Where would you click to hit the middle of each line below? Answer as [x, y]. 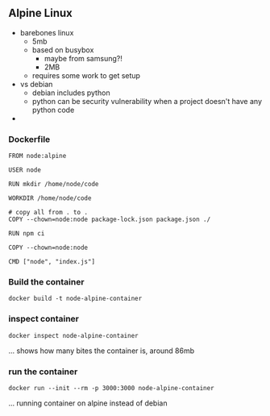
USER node [25, 170]
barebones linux [47, 32]
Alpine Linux [40, 13]
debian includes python [71, 93]
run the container [43, 372]
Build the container [46, 282]
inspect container [44, 319]
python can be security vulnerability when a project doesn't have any [147, 101]
